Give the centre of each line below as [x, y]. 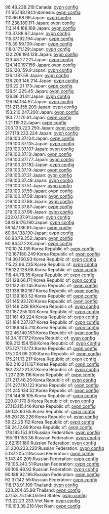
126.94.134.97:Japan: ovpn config [39, 102]
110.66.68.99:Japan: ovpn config [38, 18]
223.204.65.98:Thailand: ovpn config [43, 490]
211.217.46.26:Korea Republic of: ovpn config [51, 380]
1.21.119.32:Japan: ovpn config [36, 123]
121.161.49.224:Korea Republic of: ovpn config [52, 317]
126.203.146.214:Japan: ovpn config [42, 81]
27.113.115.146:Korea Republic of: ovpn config [51, 406]
